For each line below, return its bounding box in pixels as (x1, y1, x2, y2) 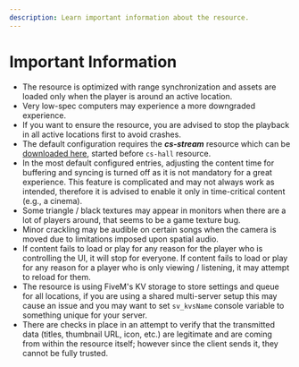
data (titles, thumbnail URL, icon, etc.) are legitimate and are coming (21, 329, 272, 339)
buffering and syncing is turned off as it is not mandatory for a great (21, 166, 272, 177)
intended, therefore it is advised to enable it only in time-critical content (21, 185, 286, 197)
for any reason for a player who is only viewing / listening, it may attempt (21, 261, 290, 273)
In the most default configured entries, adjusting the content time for (21, 158, 275, 168)
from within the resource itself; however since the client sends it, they (21, 337, 278, 349)
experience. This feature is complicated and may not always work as (21, 176, 275, 187)
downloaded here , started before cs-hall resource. (21, 148, 212, 158)
